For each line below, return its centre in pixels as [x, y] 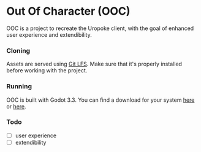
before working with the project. [47, 70]
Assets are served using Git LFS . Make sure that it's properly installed [94, 64]
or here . [16, 106]
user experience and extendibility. [49, 34]
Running [19, 86]
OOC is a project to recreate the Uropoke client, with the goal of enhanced [100, 28]
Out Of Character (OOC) [68, 11]
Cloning [18, 50]
